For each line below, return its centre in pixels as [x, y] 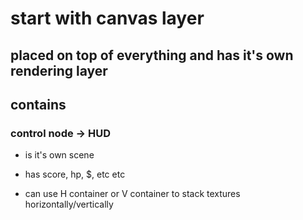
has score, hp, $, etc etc [75, 174]
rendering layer [59, 70]
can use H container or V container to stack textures [132, 194]
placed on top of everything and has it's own [152, 55]
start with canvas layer [107, 18]
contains [38, 104]
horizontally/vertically [69, 204]
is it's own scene [59, 155]
